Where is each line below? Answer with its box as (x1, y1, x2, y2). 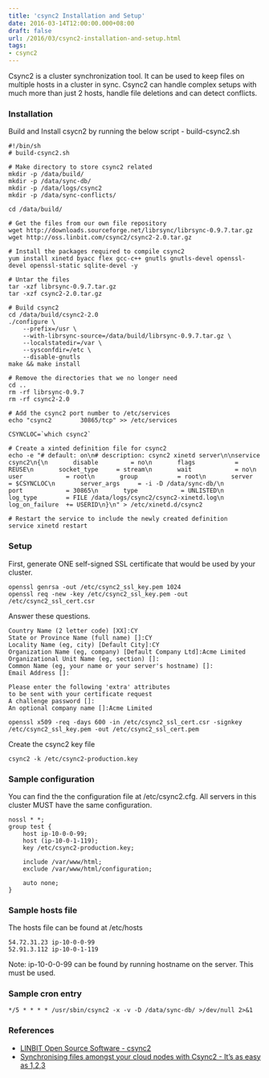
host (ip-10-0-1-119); (22, 837, 99, 845)
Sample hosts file (8, 904, 78, 916)
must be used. (8, 968, 56, 978)
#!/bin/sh (8, 142, 42, 150)
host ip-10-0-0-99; (22, 830, 88, 838)
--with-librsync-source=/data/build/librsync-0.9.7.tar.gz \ (22, 332, 231, 340)
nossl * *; (8, 815, 45, 824)
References (8, 1025, 55, 1036)
